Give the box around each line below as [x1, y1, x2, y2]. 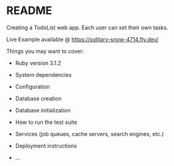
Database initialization [15, 106, 71, 114]
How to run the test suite [15, 118, 78, 126]
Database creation [15, 95, 62, 102]
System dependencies [15, 71, 72, 78]
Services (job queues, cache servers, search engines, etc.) [15, 130, 164, 137]
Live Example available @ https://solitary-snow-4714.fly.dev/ [6, 35, 159, 43]
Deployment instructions [15, 142, 78, 150]
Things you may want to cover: [6, 47, 84, 55]
